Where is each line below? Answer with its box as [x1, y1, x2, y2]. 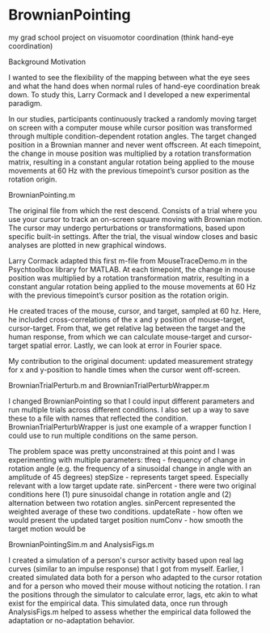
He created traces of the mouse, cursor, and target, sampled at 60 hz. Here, [8, 306, 261, 315]
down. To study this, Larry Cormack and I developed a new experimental [8, 89, 251, 99]
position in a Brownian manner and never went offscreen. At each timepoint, [8, 139, 262, 149]
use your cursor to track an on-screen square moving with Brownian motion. [8, 214, 263, 224]
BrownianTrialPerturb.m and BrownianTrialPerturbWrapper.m [8, 380, 210, 390]
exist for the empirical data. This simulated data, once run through [8, 598, 229, 608]
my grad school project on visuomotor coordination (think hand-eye [8, 32, 234, 42]
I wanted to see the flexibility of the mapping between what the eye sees [8, 72, 251, 82]
